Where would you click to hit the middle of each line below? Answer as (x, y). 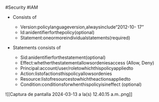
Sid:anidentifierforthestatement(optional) (63, 57)
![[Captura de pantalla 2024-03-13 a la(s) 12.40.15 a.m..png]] (69, 94)
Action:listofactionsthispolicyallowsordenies (66, 74)
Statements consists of (37, 47)
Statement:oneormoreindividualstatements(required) (75, 38)
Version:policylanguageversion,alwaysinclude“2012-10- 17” (82, 27)
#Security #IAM (22, 7)
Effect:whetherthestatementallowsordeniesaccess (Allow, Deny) (87, 63)
